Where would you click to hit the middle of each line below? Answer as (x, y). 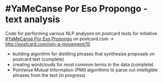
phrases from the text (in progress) (49, 75)
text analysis (33, 19)
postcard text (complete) (38, 59)
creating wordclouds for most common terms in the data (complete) (83, 64)
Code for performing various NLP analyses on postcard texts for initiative (81, 33)
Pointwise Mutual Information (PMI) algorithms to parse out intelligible (85, 70)
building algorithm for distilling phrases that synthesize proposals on (84, 54)
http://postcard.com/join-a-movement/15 (48, 44)
